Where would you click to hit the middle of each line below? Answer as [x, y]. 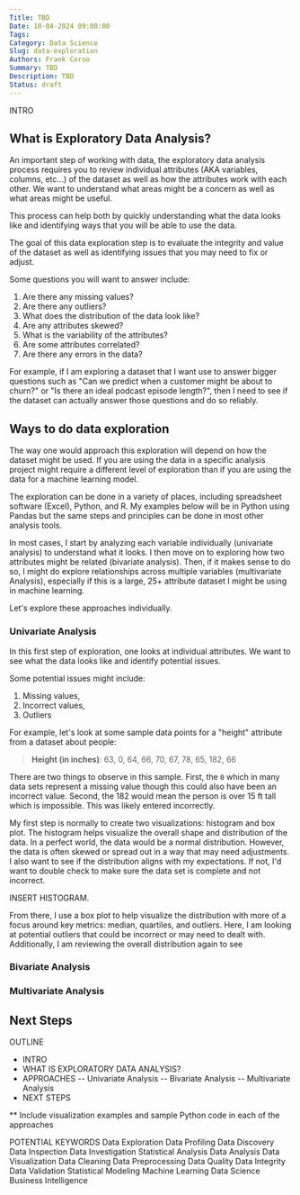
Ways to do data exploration [89, 429]
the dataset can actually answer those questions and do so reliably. [134, 401]
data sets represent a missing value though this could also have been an [143, 786]
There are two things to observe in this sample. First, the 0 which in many [145, 776]
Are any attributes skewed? [73, 326]
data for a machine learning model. [74, 479]
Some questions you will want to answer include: [100, 279]
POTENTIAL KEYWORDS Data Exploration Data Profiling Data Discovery [142, 1142]
